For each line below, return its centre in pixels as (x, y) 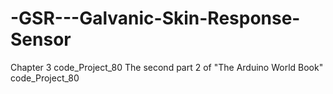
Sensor (41, 39)
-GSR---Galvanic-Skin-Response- (155, 18)
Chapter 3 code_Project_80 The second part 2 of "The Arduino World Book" (167, 67)
